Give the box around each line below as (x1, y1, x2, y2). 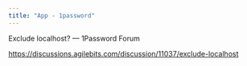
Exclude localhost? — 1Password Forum (8, 33, 141, 43)
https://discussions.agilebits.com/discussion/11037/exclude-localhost (8, 49, 239, 58)
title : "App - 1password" (8, 11, 95, 20)
